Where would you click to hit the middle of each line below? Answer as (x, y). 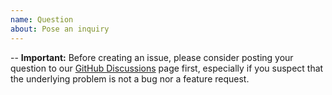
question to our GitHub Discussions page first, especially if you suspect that (167, 68)
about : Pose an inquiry (60, 29)
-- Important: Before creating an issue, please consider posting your (152, 57)
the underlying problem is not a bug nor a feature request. (130, 78)
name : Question (42, 19)
